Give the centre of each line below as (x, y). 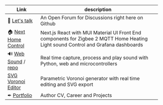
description (98, 9)
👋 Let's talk (20, 20)
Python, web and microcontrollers (79, 64)
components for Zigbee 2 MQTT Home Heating (94, 39)
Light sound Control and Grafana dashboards (92, 44)
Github (48, 24)
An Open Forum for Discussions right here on (92, 18)
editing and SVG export (67, 85)
